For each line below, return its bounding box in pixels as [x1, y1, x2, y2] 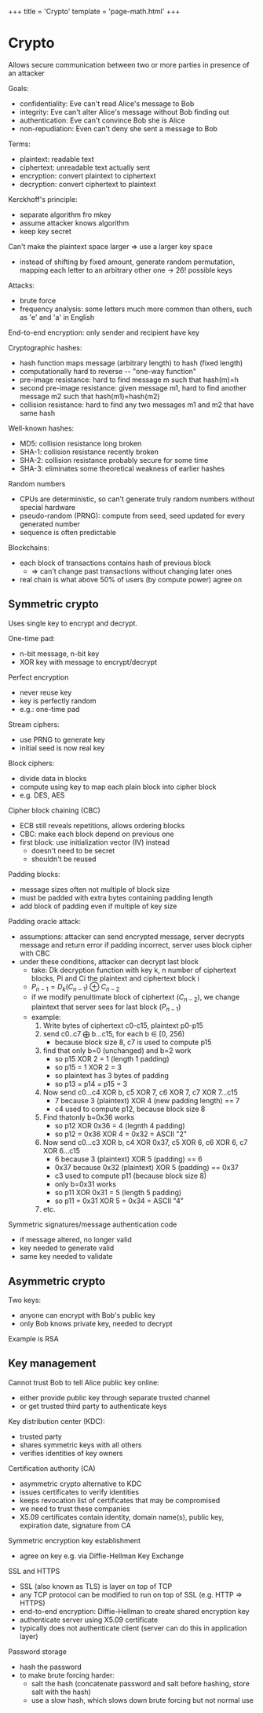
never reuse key [19, 688, 72, 697]
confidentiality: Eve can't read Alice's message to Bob [19, 98, 195, 108]
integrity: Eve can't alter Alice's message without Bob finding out [19, 107, 229, 116]
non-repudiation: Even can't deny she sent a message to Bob [19, 123, 218, 133]
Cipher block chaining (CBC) [8, 805, 100, 815]
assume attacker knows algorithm [19, 218, 130, 227]
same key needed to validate [19, 1252, 113, 1261]
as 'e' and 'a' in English [19, 312, 95, 321]
